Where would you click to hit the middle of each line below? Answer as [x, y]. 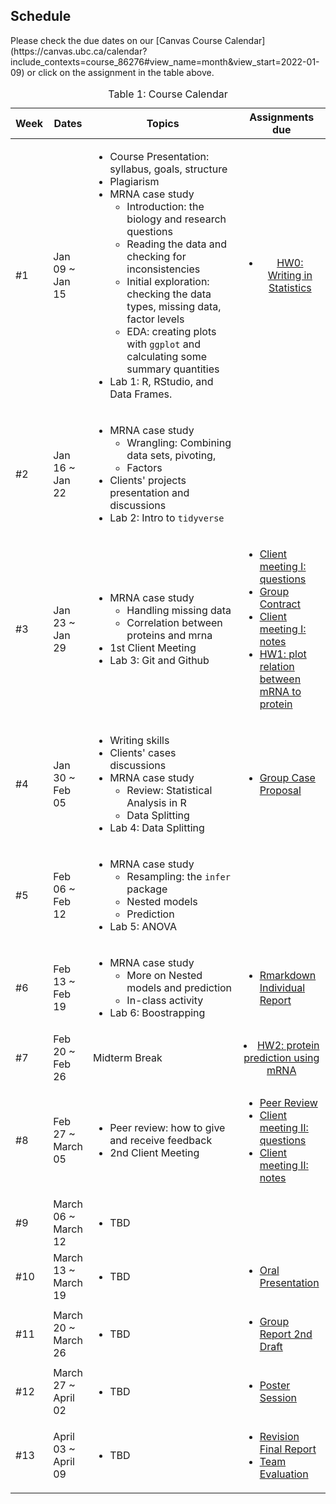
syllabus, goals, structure [168, 169]
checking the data [169, 294]
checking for [156, 256]
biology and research [176, 219]
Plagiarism [134, 181]
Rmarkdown [288, 975]
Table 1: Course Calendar [168, 94]
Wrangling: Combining [179, 442]
